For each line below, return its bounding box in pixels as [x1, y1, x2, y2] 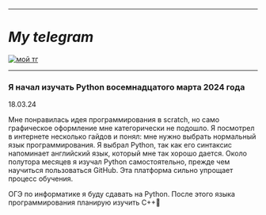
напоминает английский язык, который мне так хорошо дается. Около [8, 148, 248, 159]
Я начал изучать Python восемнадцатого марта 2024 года [8, 81, 245, 92]
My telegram [8, 29, 94, 46]
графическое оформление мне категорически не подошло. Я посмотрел [8, 124, 255, 133]
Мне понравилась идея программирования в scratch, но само [8, 115, 220, 125]
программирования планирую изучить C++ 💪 [8, 198, 161, 207]
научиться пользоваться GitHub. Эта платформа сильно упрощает [8, 166, 234, 175]
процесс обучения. [8, 174, 74, 183]
